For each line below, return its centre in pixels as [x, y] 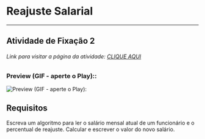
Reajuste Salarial [50, 11]
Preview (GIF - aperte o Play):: [52, 76]
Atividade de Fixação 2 [51, 41]
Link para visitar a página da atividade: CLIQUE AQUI [74, 56]
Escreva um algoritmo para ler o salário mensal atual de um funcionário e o [100, 123]
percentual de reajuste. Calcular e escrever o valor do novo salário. [91, 129]
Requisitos [27, 108]
